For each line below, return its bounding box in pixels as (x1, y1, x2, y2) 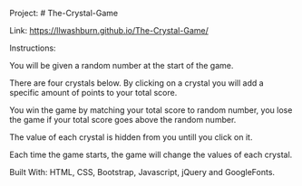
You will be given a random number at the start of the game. (9, 60, 234, 70)
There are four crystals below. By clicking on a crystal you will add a (9, 78, 265, 88)
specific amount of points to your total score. (9, 88, 178, 98)
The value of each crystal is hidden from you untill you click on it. (9, 132, 253, 143)
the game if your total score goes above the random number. (9, 115, 237, 125)
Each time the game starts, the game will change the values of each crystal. (9, 149, 293, 160)
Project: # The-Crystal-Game (9, 8, 119, 18)
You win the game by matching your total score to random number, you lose (9, 105, 293, 116)
